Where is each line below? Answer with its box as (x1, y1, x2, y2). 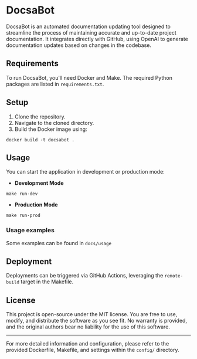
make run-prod (6, 212, 41, 219)
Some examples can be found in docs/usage (6, 239, 112, 246)
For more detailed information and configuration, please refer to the (6, 340, 169, 347)
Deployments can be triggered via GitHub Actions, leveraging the (6, 272, 164, 279)
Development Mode (14, 179, 64, 187)
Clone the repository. (14, 113, 66, 120)
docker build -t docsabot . (6, 137, 75, 143)
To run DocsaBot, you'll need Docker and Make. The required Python (6, 74, 173, 81)
